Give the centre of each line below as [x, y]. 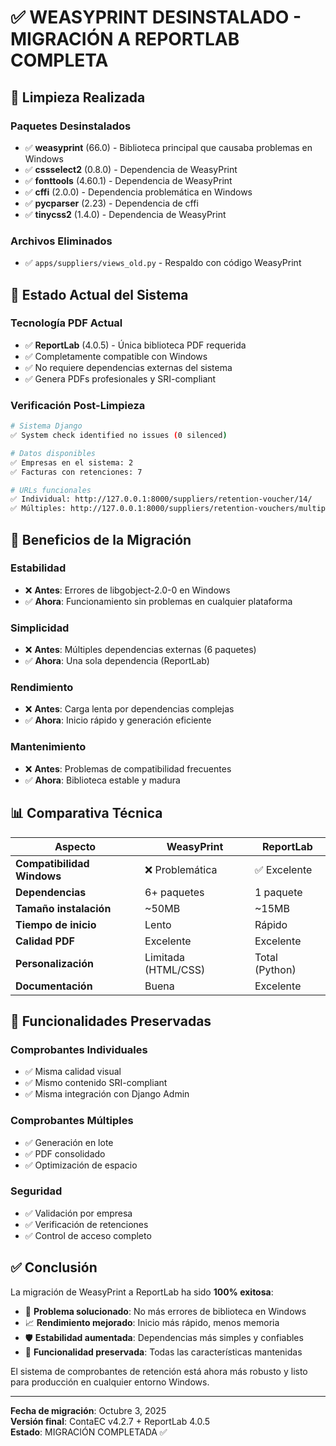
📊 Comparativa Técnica [86, 813]
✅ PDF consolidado [65, 1153]
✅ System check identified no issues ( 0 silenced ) [119, 436]
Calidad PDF [45, 941]
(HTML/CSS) [175, 969]
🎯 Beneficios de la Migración [101, 539]
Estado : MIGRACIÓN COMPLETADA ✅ [89, 1432]
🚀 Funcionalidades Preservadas [111, 1021]
